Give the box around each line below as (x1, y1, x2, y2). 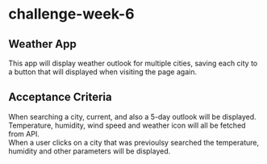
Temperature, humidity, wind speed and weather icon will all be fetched (8, 120, 246, 130)
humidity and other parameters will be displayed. (8, 146, 171, 156)
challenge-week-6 (8, 5, 135, 23)
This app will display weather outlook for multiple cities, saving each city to (8, 58, 258, 68)
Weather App (8, 37, 77, 51)
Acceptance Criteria (8, 90, 112, 104)
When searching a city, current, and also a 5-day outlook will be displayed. (8, 111, 257, 121)
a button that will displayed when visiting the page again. (8, 67, 198, 77)
